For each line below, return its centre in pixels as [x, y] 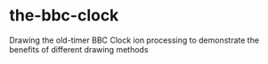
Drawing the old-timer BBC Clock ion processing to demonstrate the [134, 40]
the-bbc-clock [64, 16]
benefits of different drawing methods [79, 49]
